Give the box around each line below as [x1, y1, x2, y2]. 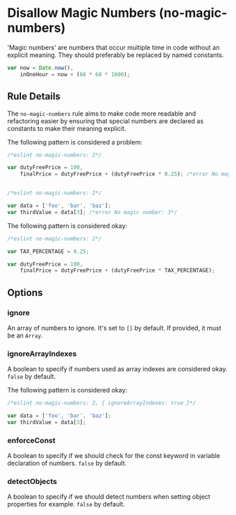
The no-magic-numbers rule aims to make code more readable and [7, 109, 197, 118]
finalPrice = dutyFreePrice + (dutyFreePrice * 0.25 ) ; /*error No [20, 170, 218, 178]
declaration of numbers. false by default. [7, 459, 127, 468]
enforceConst [7, 435, 56, 445]
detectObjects [7, 477, 58, 487]
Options [7, 287, 44, 299]
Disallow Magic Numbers [7, 5, 157, 21]
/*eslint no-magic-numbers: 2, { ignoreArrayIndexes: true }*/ [7, 399, 197, 407]
